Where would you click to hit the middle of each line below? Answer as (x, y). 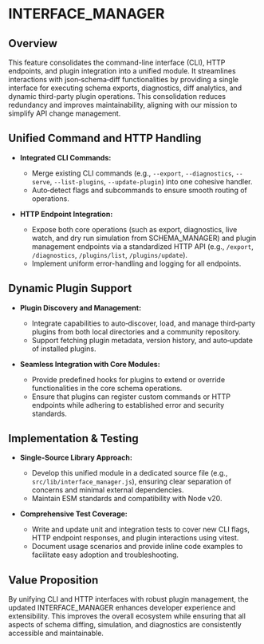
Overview (33, 43)
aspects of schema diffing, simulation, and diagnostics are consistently (125, 625)
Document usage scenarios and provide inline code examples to (137, 547)
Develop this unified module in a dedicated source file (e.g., (130, 473)
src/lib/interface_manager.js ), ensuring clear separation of (131, 482)
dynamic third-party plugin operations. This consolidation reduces (117, 96)
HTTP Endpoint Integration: (66, 214)
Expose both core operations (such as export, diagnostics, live (134, 229)
